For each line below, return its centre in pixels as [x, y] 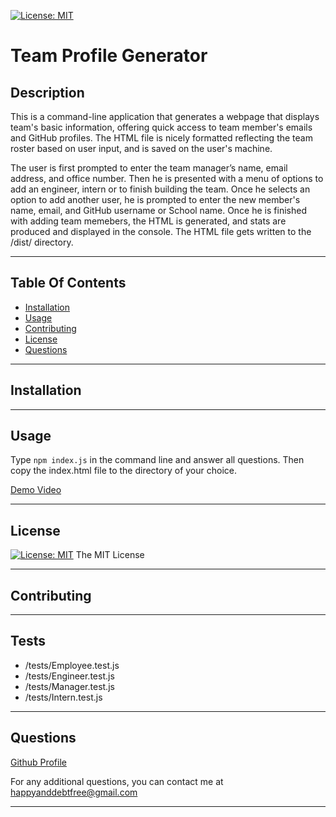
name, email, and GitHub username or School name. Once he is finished [158, 210]
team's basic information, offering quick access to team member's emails [161, 127]
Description [47, 92]
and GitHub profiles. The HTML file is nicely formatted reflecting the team [161, 138]
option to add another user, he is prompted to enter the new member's [155, 199]
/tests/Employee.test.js [72, 665]
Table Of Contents [68, 283]
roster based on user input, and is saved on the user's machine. [141, 148]
